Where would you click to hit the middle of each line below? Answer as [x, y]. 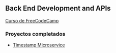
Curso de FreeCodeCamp [32, 20]
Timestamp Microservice [39, 45]
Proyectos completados [35, 34]
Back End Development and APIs [58, 8]
